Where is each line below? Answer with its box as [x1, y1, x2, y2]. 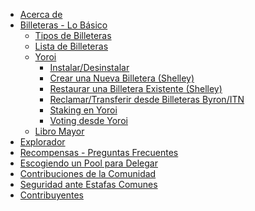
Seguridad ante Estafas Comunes [19, 179, 158, 190]
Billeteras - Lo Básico [19, 19, 108, 31]
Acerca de [19, 9, 63, 20]
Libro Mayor [34, 125, 85, 137]
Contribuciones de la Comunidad [19, 168, 157, 179]
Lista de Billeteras [34, 40, 109, 52]
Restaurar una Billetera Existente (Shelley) [49, 83, 223, 94]
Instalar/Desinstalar [49, 62, 130, 73]
